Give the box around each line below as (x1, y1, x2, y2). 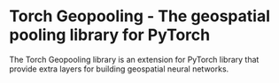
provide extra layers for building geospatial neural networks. (9, 64, 229, 74)
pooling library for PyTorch (9, 25, 211, 45)
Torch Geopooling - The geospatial (9, 6, 270, 26)
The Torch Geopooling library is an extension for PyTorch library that (9, 54, 260, 64)
